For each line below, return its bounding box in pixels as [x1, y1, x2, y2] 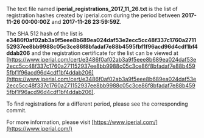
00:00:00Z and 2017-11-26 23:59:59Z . [21, 18, 122, 25]
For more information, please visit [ [6, 118, 94, 126]
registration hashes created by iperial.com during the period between [6, 12, 181, 19]
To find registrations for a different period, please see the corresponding [6, 100, 188, 107]
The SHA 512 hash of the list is [6, 30, 83, 37]
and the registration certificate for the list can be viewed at [31, 49, 178, 57]
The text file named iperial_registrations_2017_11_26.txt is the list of [6, 5, 178, 12]
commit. [6, 107, 27, 114]
